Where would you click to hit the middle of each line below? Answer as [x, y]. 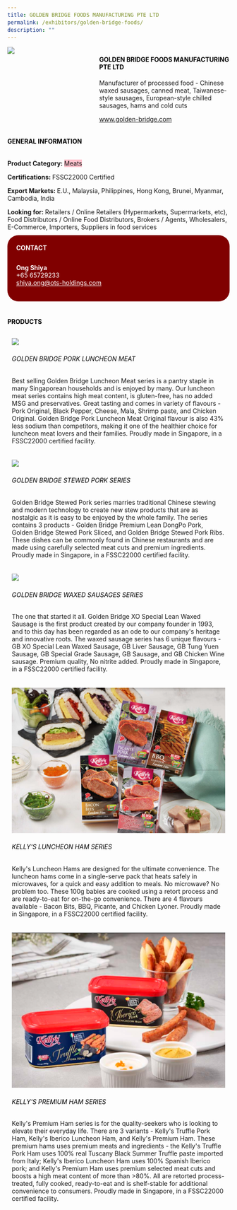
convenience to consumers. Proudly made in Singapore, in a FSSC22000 [118, 1191]
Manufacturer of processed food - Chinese [162, 83]
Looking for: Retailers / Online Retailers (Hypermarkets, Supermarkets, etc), [117, 211]
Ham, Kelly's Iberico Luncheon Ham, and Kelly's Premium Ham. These [114, 1139]
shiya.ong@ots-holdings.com [59, 283]
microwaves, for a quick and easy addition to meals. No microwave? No [116, 883]
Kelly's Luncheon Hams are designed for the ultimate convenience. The [116, 868]
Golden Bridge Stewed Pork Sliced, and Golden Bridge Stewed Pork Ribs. [118, 533]
